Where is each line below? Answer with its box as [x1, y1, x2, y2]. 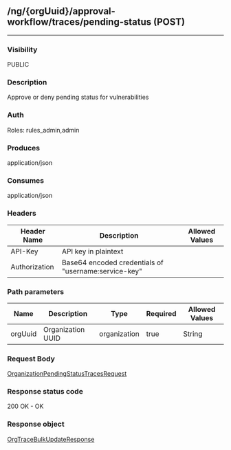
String [183, 329, 203, 339]
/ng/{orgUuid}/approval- [7, 5, 115, 17]
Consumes [7, 175, 45, 185]
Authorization [10, 262, 54, 271]
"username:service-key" [61, 266, 143, 275]
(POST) [153, 16, 186, 28]
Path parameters [7, 286, 64, 296]
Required [146, 308, 177, 318]
